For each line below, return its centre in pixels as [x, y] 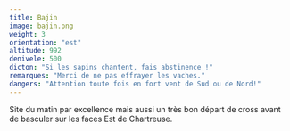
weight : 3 [28, 34]
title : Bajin [33, 17]
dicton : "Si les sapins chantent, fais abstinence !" [112, 68]
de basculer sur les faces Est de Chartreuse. [91, 119]
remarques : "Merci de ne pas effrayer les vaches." [107, 76]
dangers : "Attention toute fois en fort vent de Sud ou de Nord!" [135, 84]
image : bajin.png [41, 26]
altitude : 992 [36, 51]
